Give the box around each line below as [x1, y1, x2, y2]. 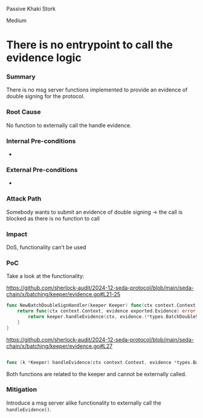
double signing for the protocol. [6, 93, 85, 100]
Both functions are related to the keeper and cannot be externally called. [6, 370, 187, 377]
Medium [6, 17, 27, 24]
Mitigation [6, 385, 37, 394]
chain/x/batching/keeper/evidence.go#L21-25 [6, 291, 121, 298]
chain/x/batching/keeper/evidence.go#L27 [6, 342, 113, 350]
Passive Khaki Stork [6, 5, 56, 12]
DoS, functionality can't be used [6, 244, 86, 251]
